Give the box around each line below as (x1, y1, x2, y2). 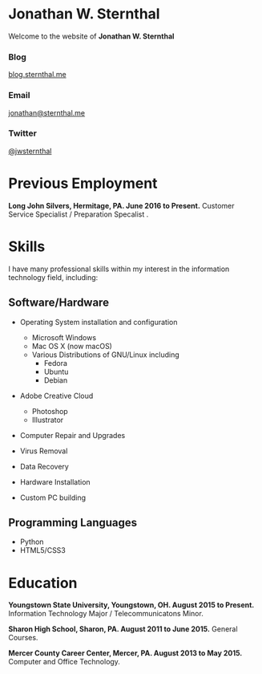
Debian (43, 375, 68, 385)
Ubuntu (43, 367, 69, 376)
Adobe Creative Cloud (19, 391, 94, 400)
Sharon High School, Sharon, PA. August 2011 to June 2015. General (8, 624, 238, 634)
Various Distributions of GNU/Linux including (31, 350, 180, 359)
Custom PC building (19, 493, 87, 502)
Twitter (8, 128, 38, 139)
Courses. (8, 633, 38, 643)
